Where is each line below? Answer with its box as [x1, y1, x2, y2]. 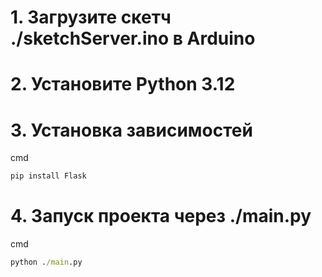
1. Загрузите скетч [10, 6, 172, 29]
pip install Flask [10, 171, 87, 181]
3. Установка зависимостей [10, 119, 253, 141]
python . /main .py [10, 257, 83, 268]
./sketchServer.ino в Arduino [10, 27, 256, 50]
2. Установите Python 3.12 [10, 73, 236, 96]
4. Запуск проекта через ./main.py [10, 205, 312, 228]
